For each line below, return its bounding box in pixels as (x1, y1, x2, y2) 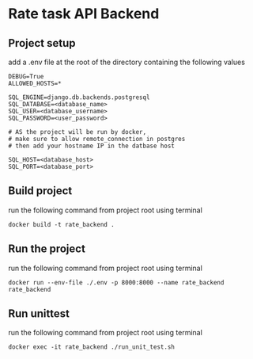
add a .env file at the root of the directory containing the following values (8, 57, 245, 67)
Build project (8, 184, 73, 198)
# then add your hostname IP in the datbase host (8, 142, 176, 150)
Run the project (8, 243, 85, 256)
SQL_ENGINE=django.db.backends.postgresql (8, 94, 150, 101)
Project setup (8, 36, 77, 50)
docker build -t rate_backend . (8, 220, 115, 228)
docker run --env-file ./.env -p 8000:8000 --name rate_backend (8, 278, 225, 286)
